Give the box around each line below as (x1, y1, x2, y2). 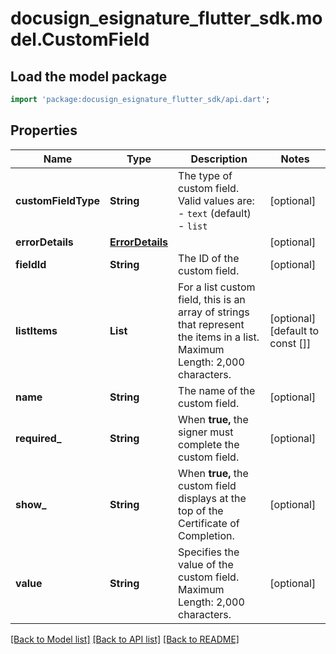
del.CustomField (10, 28, 150, 51)
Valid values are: (178, 193, 255, 207)
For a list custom (178, 280, 256, 294)
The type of (178, 168, 233, 182)
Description (190, 152, 248, 166)
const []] (269, 336, 312, 350)
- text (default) (178, 206, 252, 220)
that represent (178, 317, 245, 331)
